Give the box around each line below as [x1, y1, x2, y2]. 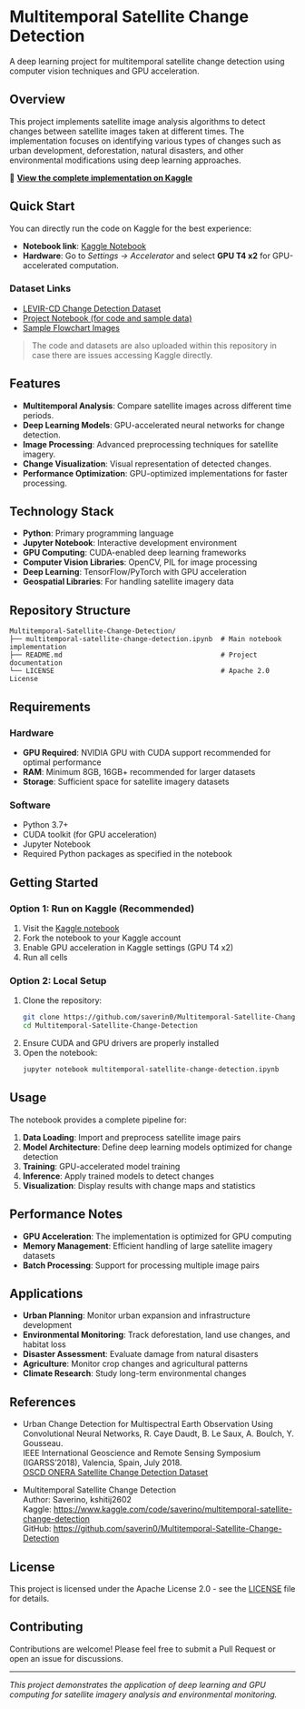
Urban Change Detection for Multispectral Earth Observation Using [22, 1419, 274, 1430]
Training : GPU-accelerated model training [22, 1161, 181, 1171]
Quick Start [9, 198, 75, 215]
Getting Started [9, 875, 99, 890]
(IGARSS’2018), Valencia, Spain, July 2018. [22, 1457, 182, 1468]
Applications [9, 1285, 84, 1302]
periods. [22, 409, 54, 420]
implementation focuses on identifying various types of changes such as [9, 135, 281, 146]
